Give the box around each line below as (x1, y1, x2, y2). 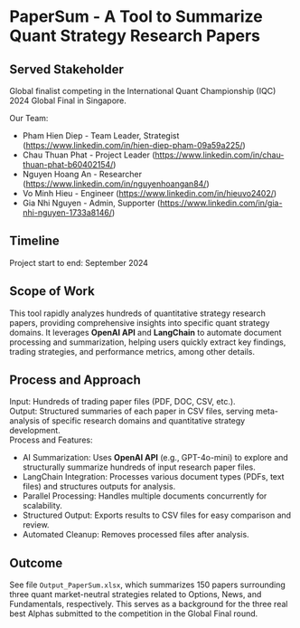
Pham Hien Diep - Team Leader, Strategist (22, 130, 180, 141)
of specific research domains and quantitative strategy (42, 415, 246, 426)
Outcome (9, 555, 63, 571)
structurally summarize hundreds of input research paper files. (22, 461, 256, 472)
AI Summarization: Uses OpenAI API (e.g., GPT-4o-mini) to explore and (22, 452, 289, 463)
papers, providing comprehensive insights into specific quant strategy (9, 317, 270, 328)
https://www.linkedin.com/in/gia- (159, 197, 283, 208)
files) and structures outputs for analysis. (22, 481, 176, 492)
